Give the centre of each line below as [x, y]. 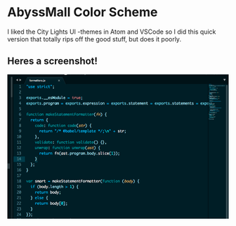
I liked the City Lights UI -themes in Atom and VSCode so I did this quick [112, 32]
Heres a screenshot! [53, 61]
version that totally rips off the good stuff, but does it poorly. [94, 39]
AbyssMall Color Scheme [83, 12]
